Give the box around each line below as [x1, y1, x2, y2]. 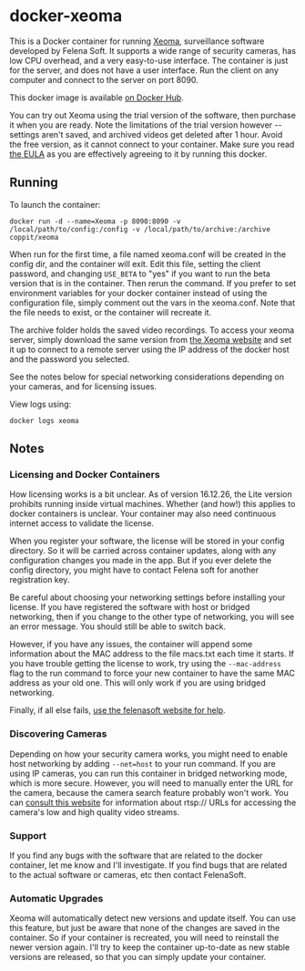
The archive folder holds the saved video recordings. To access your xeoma [9, 325, 295, 336]
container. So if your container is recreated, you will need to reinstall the [9, 932, 280, 944]
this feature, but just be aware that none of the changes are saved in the [9, 923, 280, 934]
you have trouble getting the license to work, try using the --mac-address [9, 658, 282, 669]
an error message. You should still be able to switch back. [9, 621, 227, 632]
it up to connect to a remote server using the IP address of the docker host [9, 344, 290, 355]
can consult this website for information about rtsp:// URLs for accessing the [9, 797, 297, 808]
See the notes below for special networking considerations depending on [9, 371, 285, 382]
